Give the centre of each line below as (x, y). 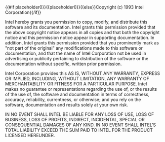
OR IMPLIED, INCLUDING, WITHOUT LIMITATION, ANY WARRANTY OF (77, 79)
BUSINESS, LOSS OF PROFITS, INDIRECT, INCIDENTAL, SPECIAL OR (75, 120)
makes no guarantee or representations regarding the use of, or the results (81, 89)
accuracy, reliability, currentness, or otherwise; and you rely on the (73, 100)
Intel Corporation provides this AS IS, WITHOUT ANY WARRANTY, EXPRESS (82, 73)
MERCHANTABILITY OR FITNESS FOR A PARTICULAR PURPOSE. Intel (76, 84)
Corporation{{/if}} (23, 12)
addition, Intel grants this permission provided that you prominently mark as (82, 43)
